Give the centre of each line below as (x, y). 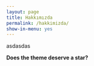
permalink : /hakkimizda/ (38, 23)
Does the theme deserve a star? (47, 58)
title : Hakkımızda (29, 18)
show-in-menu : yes (29, 29)
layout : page (23, 12)
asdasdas (18, 46)
